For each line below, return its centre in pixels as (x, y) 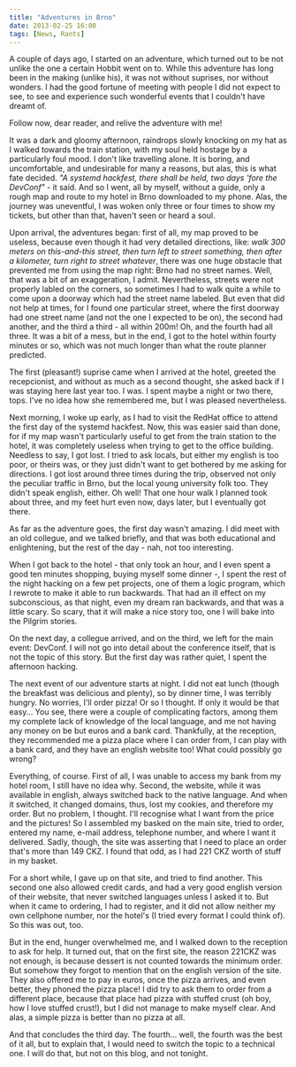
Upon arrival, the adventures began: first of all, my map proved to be (134, 233)
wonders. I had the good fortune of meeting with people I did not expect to (145, 87)
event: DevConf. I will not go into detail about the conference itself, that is (143, 648)
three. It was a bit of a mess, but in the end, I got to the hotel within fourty (143, 336)
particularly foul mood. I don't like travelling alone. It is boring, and (129, 159)
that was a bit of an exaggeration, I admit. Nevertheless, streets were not (141, 280)
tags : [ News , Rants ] (47, 34)
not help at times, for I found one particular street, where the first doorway (144, 308)
